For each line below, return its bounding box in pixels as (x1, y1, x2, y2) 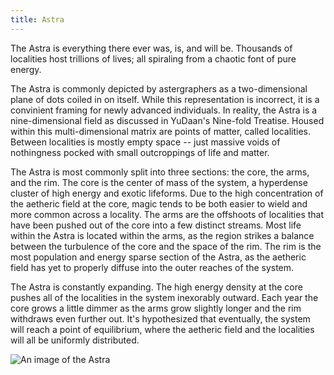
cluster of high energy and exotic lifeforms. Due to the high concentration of (10, 187, 324, 199)
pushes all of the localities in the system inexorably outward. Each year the (10, 291, 319, 303)
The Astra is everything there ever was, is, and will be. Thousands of (10, 42, 293, 54)
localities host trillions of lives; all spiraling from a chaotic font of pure (10, 52, 297, 65)
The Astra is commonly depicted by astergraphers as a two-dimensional (10, 82, 308, 95)
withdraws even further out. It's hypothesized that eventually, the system (10, 312, 311, 325)
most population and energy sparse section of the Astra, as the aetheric (10, 251, 307, 263)
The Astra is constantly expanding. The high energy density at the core (10, 281, 303, 293)
